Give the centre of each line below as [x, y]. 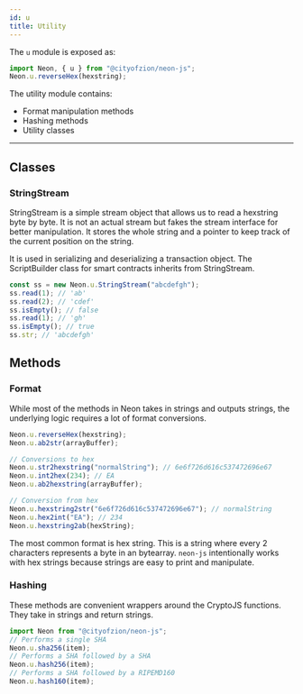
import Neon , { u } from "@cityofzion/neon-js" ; [102, 68]
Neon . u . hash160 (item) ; [52, 681]
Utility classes [48, 131]
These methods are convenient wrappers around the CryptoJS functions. [145, 605]
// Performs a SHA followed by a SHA [80, 656]
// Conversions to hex [52, 459]
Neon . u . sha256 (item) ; [50, 648]
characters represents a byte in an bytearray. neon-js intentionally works [144, 552]
